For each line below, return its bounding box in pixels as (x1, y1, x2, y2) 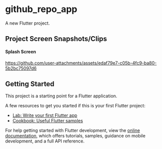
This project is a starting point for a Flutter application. (5, 93, 117, 99)
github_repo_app (5, 4, 78, 15)
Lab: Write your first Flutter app (12, 112, 78, 118)
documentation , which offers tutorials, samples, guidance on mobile (5, 133, 145, 139)
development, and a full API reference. (5, 138, 85, 144)
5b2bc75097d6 (5, 65, 37, 71)
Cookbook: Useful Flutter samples (12, 118, 83, 124)
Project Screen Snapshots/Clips (5, 35, 107, 43)
